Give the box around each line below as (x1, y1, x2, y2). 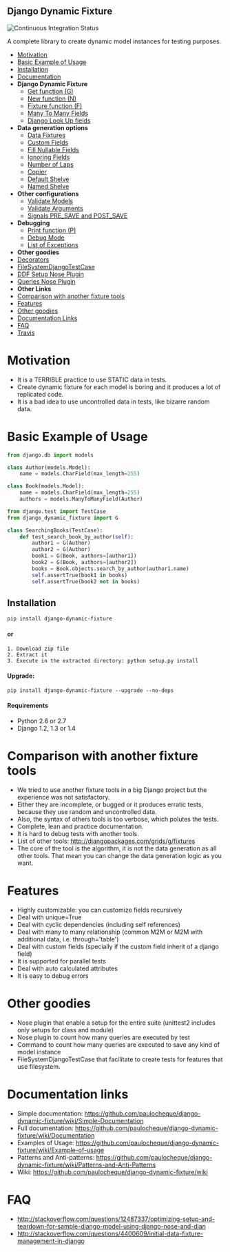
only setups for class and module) (17, 1025, 114, 1034)
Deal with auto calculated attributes (17, 964, 118, 972)
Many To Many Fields (27, 109, 88, 117)
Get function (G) (27, 87, 74, 95)
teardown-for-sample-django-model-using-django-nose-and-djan (17, 1222, 207, 1230)
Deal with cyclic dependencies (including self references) (17, 920, 181, 928)
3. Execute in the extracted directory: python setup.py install (7, 657, 198, 664)
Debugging (17, 218, 50, 227)
